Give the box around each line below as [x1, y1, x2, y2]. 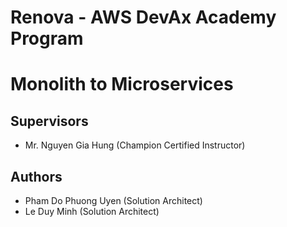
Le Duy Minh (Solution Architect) [24, 206, 160, 217]
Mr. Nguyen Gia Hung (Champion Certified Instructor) [24, 139, 246, 151]
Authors [10, 168, 63, 185]
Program [10, 27, 84, 50]
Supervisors [10, 112, 89, 130]
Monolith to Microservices [10, 73, 234, 96]
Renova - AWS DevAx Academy [10, 6, 277, 29]
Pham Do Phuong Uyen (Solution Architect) [24, 195, 203, 206]
